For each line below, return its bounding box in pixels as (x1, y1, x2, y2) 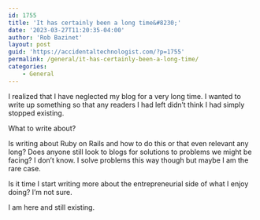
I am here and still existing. (8, 202, 95, 212)
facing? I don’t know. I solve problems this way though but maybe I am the (8, 155, 249, 165)
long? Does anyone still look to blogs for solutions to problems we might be (8, 147, 252, 156)
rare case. (8, 163, 41, 173)
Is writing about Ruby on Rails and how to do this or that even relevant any (8, 138, 249, 148)
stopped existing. (8, 108, 65, 118)
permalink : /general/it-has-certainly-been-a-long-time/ (8, 56, 199, 64)
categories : (8, 63, 47, 71)
